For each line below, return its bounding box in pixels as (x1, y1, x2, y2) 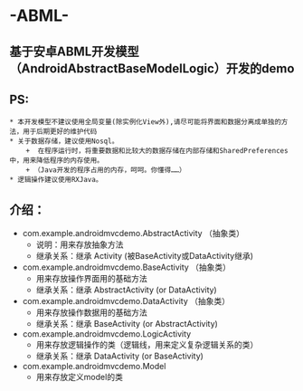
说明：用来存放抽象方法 (35, 239, 124, 250)
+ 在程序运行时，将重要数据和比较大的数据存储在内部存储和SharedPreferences (25, 147, 289, 156)
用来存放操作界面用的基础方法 (35, 273, 147, 284)
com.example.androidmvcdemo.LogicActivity (22, 329, 192, 339)
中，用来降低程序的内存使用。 (9, 156, 104, 166)
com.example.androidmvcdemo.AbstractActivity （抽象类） (22, 228, 244, 239)
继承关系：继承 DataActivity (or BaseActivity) (35, 350, 204, 362)
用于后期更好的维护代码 (22, 128, 98, 137)
